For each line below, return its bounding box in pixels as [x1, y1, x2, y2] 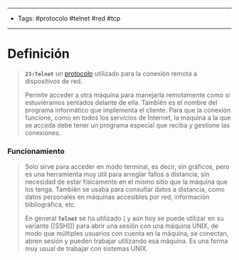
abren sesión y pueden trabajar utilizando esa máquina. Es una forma [24, 236, 228, 246]
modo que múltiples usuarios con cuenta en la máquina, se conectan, [24, 229, 229, 238]
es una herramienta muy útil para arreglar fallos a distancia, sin [24, 170, 210, 179]
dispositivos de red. [24, 76, 83, 85]
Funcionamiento [7, 146, 65, 156]
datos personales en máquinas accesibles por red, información [24, 193, 210, 202]
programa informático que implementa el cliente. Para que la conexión [24, 105, 231, 114]
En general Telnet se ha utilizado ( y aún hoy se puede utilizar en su [24, 214, 224, 223]
